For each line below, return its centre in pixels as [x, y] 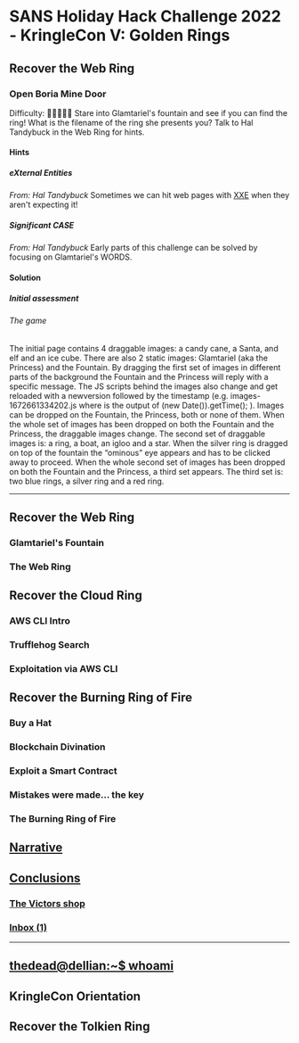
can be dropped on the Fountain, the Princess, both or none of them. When [147, 414]
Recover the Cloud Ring [76, 596]
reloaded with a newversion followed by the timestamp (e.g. [119, 395]
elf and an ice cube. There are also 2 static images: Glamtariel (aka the [139, 358]
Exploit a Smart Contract [63, 771]
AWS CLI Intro [40, 621]
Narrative [36, 848]
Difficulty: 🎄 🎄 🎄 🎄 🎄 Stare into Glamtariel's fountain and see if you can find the [148, 112]
